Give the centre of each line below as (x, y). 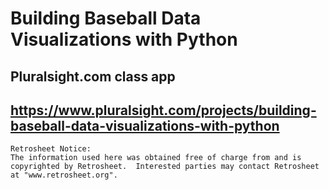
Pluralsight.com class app (93, 76)
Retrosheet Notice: (51, 149)
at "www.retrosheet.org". (64, 175)
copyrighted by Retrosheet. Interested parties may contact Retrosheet (165, 167)
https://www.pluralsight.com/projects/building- (163, 110)
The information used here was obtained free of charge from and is (156, 158)
